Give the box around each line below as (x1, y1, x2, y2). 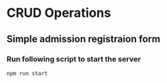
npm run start (6, 70, 48, 77)
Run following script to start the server (6, 54, 141, 64)
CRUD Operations (6, 5, 112, 21)
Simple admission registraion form (6, 33, 161, 45)
